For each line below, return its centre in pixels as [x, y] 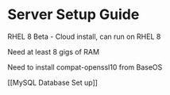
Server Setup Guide [73, 15]
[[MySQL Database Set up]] [53, 82]
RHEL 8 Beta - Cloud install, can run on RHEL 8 [84, 36]
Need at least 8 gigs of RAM [54, 51]
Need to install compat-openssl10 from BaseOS [85, 67]
